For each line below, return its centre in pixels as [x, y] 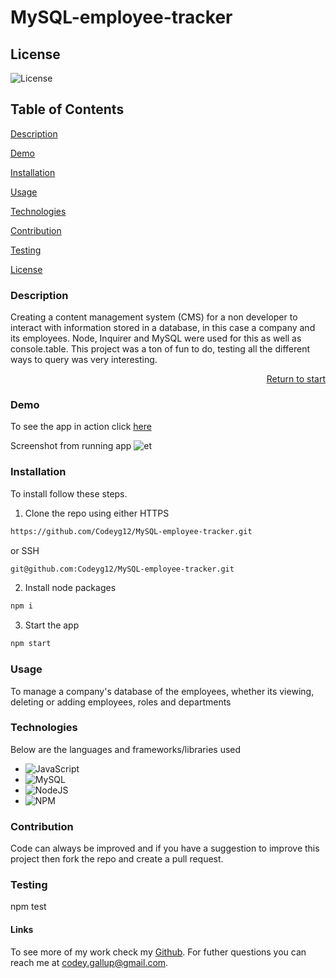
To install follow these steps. [69, 493]
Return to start [296, 379]
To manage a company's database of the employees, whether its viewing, [162, 691]
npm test [28, 907]
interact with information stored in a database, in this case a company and [163, 328]
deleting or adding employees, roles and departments [121, 702]
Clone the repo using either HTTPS [97, 513]
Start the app [52, 625]
